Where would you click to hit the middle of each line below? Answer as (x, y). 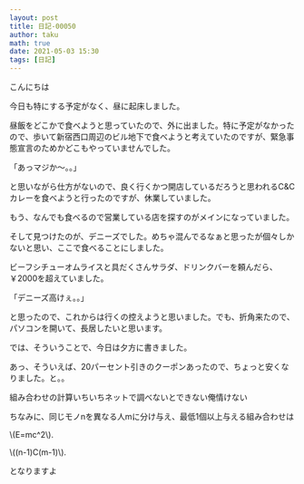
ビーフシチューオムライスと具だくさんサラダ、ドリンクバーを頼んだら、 (144, 267)
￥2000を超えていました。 (59, 278)
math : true (30, 43)
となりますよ (33, 471)
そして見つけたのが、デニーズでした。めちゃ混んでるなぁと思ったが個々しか (152, 236)
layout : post (34, 18)
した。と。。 (47, 378)
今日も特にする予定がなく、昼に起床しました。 (97, 106)
